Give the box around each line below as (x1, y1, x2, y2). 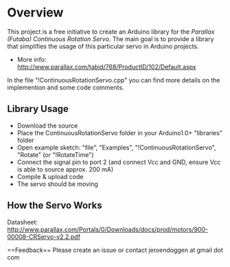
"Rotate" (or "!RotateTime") (16, 150, 94, 159)
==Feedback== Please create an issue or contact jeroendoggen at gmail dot (7, 246, 223, 254)
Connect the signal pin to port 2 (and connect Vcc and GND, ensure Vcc (16, 158, 221, 166)
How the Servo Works (7, 200, 103, 211)
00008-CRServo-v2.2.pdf (7, 232, 81, 241)
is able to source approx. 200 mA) (16, 165, 114, 173)
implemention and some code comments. (7, 83, 125, 91)
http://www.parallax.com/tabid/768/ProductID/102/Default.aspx (16, 62, 197, 71)
